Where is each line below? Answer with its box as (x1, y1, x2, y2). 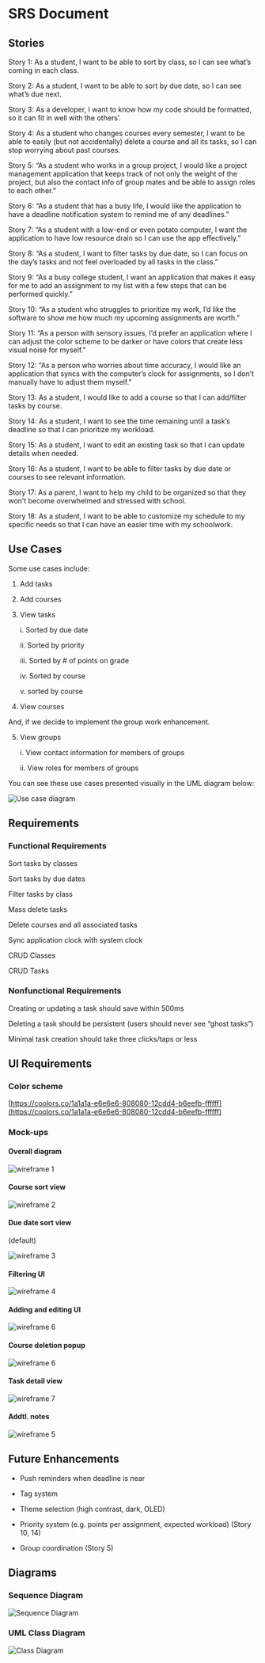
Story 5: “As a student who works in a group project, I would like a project (8, 161, 248, 170)
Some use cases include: (8, 564, 90, 573)
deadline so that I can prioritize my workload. (8, 425, 156, 434)
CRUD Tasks (8, 966, 50, 975)
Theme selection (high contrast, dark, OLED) (19, 1504, 166, 1513)
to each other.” (8, 186, 57, 195)
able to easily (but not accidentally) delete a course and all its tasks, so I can (8, 137, 257, 146)
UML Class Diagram (8, 1627, 85, 1638)
